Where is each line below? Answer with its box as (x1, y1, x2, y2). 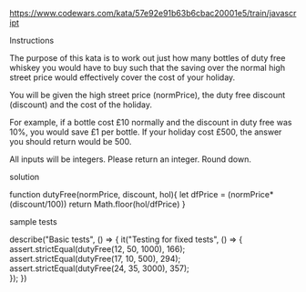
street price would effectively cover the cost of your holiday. (9, 72, 236, 83)
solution (9, 172, 40, 182)
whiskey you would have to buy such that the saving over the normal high (9, 63, 285, 73)
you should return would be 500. (9, 136, 132, 146)
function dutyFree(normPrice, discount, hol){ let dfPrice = (9, 189, 226, 199)
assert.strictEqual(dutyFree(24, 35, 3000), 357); (9, 263, 189, 274)
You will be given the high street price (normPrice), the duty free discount (9, 90, 286, 100)
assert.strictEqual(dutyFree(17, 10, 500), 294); (9, 254, 181, 264)
